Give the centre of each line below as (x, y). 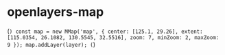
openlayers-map (56, 12)
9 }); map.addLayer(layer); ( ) (51, 44)
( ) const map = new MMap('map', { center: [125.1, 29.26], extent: (105, 31)
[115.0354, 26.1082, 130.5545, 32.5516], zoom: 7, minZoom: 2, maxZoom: (113, 37)
